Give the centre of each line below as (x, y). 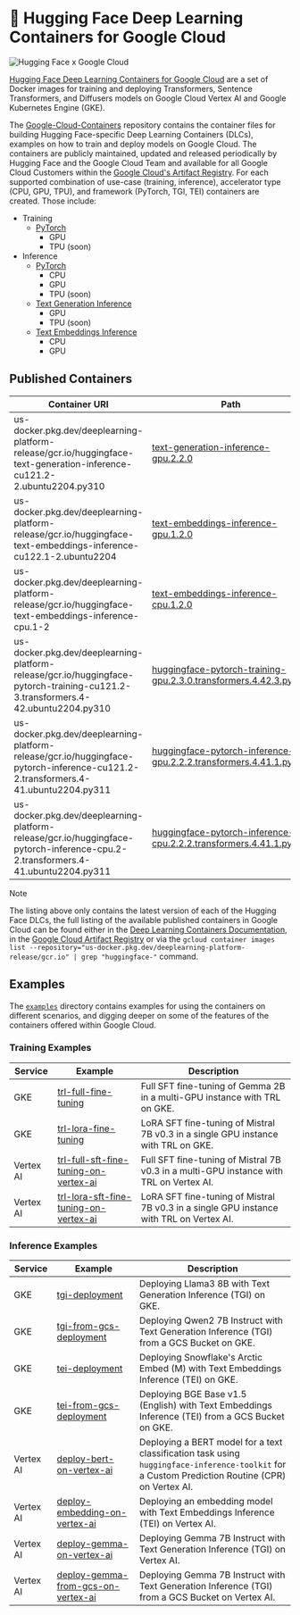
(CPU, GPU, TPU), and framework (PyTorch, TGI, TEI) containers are (134, 191)
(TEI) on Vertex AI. (177, 1524)
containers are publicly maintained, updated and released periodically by (143, 153)
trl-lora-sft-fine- (95, 1196)
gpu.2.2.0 (172, 458)
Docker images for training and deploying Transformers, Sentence (131, 88)
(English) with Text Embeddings (205, 1405)
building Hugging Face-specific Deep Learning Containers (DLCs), (132, 134)
